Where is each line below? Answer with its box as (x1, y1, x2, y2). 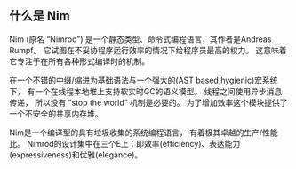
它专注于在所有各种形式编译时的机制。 (9, 56, 149, 67)
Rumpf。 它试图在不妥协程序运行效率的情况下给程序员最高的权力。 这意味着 (9, 44, 287, 55)
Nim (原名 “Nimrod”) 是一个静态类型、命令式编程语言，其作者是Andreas (9, 34, 272, 44)
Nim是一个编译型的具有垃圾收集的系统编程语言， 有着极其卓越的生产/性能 (9, 127, 278, 138)
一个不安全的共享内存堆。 (9, 108, 103, 118)
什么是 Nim (9, 8, 70, 24)
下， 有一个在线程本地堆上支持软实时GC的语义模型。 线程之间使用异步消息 (9, 85, 283, 96)
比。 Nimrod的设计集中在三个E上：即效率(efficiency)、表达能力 (9, 138, 241, 149)
